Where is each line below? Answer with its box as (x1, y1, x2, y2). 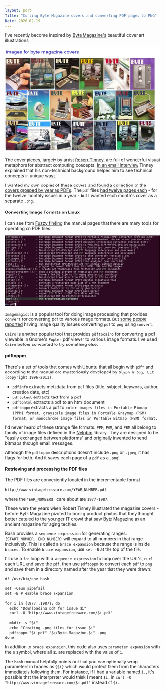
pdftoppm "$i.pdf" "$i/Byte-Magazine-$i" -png (9, 630, 107, 635)
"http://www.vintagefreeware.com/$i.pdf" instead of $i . (5, 679, 119, 685)
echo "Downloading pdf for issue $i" (9, 606, 87, 610)
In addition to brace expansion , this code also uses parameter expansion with (5, 643, 160, 650)
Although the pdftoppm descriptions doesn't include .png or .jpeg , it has (5, 450, 150, 455)
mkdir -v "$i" (9, 620, 38, 625)
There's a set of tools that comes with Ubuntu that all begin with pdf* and (5, 364, 154, 370)
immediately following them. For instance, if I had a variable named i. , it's (5, 669, 155, 675)
